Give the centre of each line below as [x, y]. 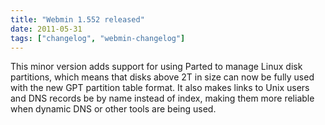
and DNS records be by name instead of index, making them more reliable [162, 98]
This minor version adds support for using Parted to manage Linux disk [156, 67]
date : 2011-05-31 [46, 29]
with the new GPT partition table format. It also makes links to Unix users [160, 88]
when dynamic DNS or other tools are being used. [113, 109]
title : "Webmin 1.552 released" [77, 19]
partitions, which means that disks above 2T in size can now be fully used [162, 77]
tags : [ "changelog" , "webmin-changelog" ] [98, 38]
